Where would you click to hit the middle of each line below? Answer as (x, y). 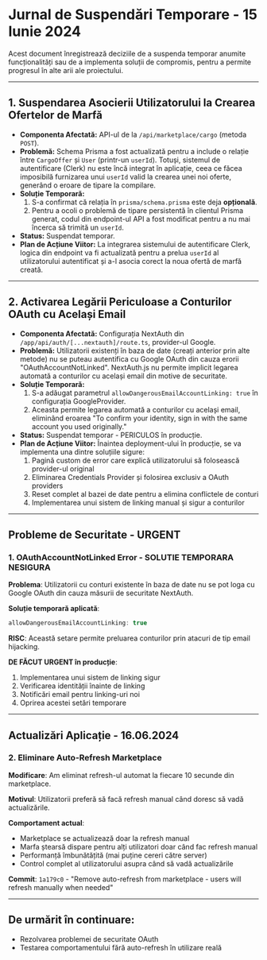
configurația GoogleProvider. (79, 401)
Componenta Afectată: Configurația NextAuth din (102, 333)
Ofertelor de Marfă (56, 116)
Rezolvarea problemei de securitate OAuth (89, 939)
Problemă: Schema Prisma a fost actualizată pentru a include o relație (134, 151)
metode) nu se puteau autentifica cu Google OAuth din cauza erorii (130, 358)
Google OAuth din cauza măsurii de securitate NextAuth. (101, 593)
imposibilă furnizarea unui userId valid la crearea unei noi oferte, (126, 176)
